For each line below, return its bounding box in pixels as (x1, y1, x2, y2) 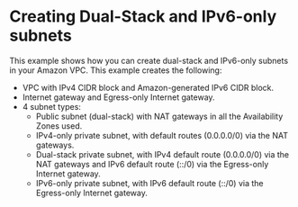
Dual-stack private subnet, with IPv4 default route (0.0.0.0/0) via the (35, 148, 290, 159)
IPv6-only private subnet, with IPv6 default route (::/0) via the (35, 177, 264, 188)
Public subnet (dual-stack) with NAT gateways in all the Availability (35, 111, 284, 121)
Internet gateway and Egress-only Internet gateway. (22, 92, 215, 103)
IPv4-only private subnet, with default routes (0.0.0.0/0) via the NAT (35, 130, 289, 140)
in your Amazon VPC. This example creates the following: (9, 65, 222, 76)
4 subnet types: (22, 101, 81, 112)
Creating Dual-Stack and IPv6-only (9, 6, 277, 27)
